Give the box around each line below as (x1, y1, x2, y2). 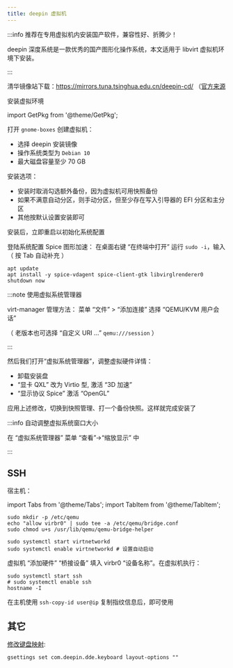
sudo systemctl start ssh (7, 573, 82, 580)
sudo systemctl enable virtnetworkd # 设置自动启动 (7, 546, 154, 553)
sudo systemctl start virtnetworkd (7, 539, 111, 546)
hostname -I (7, 585, 42, 592)
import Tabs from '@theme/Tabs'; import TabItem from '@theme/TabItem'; (7, 500, 221, 509)
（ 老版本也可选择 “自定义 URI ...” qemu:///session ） (7, 328, 158, 337)
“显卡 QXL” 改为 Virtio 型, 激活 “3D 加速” (17, 380, 132, 388)
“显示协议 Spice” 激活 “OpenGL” (17, 389, 110, 397)
